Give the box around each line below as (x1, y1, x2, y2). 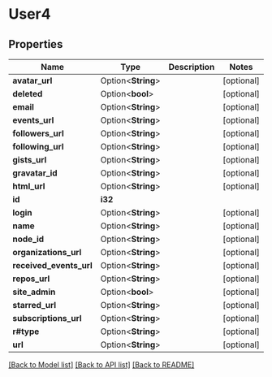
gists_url (12, 154, 47, 165)
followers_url (12, 128, 65, 139)
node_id (12, 233, 45, 245)
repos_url (12, 273, 50, 284)
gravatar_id (12, 167, 58, 179)
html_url (12, 180, 45, 192)
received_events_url (12, 260, 93, 271)
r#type (12, 326, 40, 337)
